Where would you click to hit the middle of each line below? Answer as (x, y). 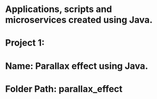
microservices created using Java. (79, 20)
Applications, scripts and (59, 9)
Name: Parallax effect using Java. (77, 66)
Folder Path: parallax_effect (64, 89)
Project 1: (25, 43)
